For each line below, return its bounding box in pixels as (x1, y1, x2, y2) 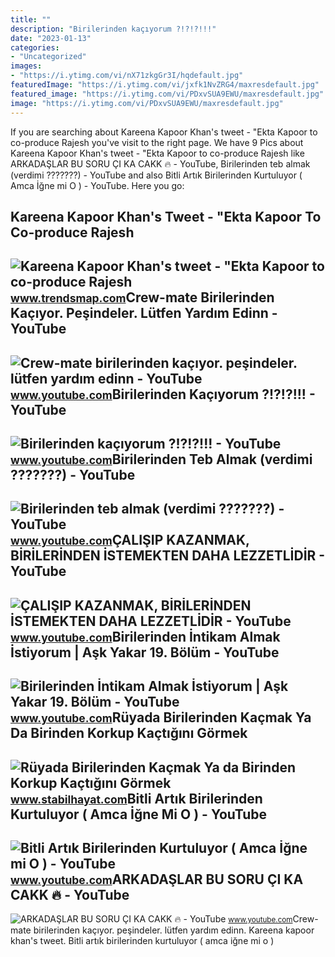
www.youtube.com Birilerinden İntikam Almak (10, 628, 281, 645)
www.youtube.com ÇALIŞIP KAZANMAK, (10, 532, 250, 549)
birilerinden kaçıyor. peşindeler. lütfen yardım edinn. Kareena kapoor (33, 924, 315, 936)
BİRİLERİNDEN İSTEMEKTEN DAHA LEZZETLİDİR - (10, 547, 326, 565)
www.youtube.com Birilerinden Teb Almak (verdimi (10, 451, 313, 468)
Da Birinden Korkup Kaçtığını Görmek (10, 725, 248, 742)
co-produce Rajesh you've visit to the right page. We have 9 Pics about (10, 136, 304, 148)
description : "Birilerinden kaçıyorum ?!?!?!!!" (10, 24, 217, 34)
